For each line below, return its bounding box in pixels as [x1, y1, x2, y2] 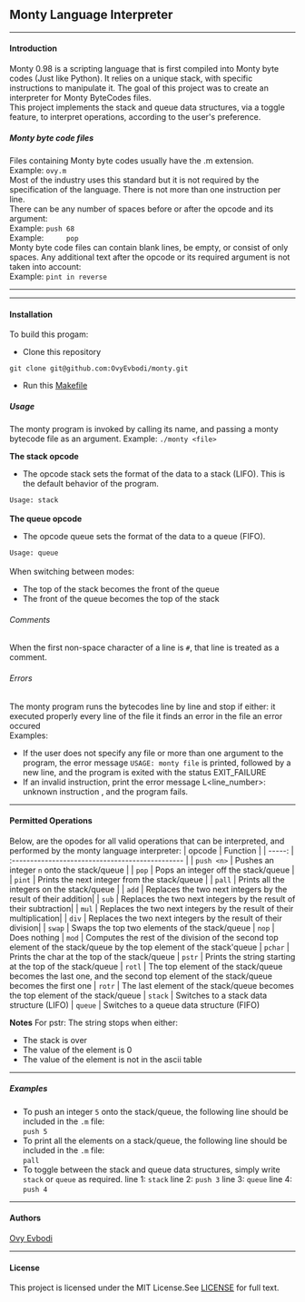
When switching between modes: [9, 567, 134, 577]
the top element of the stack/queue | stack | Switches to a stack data [9, 990, 268, 1001]
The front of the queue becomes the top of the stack [22, 594, 220, 605]
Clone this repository [22, 347, 102, 358]
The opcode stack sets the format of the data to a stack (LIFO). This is [22, 469, 286, 479]
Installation [9, 309, 53, 320]
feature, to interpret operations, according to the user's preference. [9, 112, 261, 123]
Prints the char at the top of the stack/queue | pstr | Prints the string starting [9, 951, 296, 962]
